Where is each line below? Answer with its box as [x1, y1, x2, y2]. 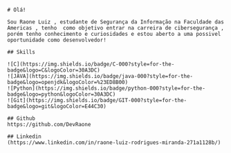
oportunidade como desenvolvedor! [7, 37, 107, 43]
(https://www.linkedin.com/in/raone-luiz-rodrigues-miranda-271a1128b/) [7, 139, 221, 146]
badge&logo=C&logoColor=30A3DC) [7, 67, 100, 74]
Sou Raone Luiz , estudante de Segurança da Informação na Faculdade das [7, 19, 225, 25]
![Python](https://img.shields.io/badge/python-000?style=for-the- [7, 85, 206, 92]
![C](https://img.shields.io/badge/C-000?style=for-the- [7, 61, 175, 68]
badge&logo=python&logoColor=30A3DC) [7, 91, 116, 98]
